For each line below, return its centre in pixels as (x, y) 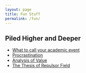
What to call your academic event (46, 50)
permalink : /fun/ (23, 18)
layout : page (18, 9)
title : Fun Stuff (23, 14)
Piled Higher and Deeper (43, 38)
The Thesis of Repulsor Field (41, 66)
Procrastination (27, 55)
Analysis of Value (30, 60)
